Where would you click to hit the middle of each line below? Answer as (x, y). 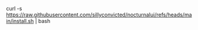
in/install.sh (20, 21)
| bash (43, 21)
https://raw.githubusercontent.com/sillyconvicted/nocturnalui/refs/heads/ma (99, 15)
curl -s (14, 9)
